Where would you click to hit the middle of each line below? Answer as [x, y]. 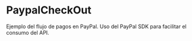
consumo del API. [28, 32]
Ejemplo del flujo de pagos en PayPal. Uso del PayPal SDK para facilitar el [96, 26]
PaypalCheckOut [49, 10]
